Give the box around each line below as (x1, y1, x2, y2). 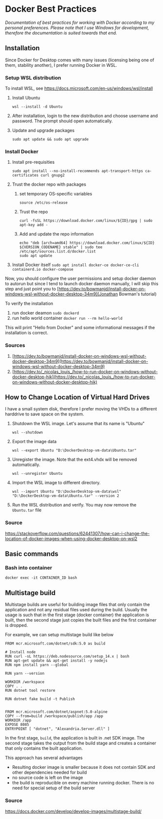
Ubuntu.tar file (12, 507, 42, 513)
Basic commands (5, 550, 58, 558)
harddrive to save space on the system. (5, 411, 84, 417)
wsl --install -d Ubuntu (12, 104, 63, 109)
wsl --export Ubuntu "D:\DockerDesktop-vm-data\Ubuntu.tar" (12, 448, 137, 453)
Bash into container (5, 565, 53, 571)
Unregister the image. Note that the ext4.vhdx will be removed (12, 457, 137, 463)
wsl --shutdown (12, 430, 43, 435)
